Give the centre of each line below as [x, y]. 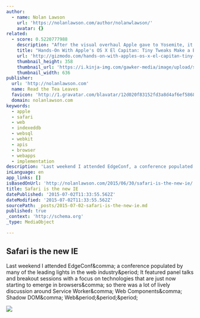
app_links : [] [24, 178]
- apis [20, 144]
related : [17, 34]
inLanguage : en [25, 172]
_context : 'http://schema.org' [45, 217]
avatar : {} [30, 28]
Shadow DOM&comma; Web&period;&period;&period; [72, 297]
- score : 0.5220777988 [40, 39]
